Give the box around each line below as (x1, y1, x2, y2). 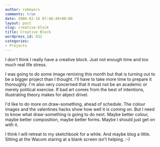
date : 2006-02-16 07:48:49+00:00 (5, 16, 73, 21)
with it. (5, 122, 18, 128)
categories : (5, 39, 29, 44)
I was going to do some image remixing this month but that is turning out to (5, 71, 156, 77)
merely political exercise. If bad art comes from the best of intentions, (5, 86, 144, 92)
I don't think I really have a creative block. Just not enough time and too (5, 56, 149, 62)
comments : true (5, 12, 36, 16)
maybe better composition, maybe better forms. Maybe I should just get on (5, 116, 155, 122)
